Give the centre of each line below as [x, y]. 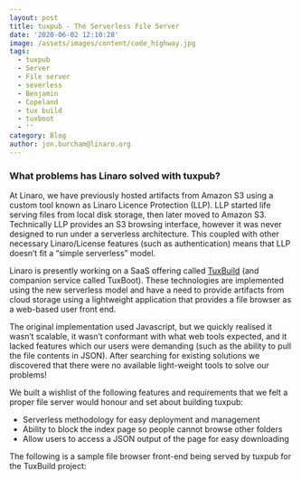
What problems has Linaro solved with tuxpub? [115, 176]
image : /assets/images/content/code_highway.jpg [103, 43]
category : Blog [38, 136]
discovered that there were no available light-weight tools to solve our [139, 365]
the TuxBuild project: [48, 466]
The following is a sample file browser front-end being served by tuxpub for [150, 456]
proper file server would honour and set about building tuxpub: [127, 402]
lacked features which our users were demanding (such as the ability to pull [150, 346]
